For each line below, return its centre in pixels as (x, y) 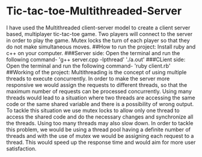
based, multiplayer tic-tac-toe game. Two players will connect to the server (99, 34)
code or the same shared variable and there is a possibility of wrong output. (100, 104)
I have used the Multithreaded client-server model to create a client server (98, 28)
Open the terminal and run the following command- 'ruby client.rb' (88, 66)
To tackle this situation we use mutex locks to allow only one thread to (93, 110)
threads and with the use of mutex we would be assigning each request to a (100, 135)
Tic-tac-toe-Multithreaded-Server (94, 11)
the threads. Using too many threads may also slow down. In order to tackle (100, 123)
